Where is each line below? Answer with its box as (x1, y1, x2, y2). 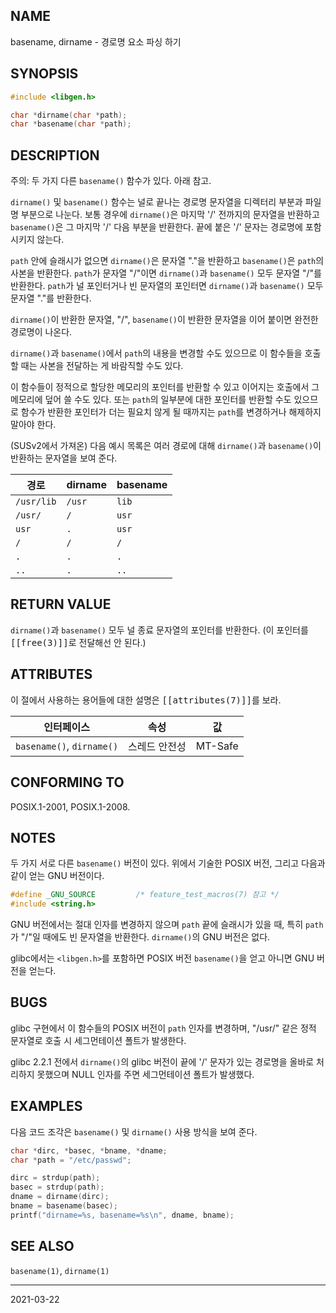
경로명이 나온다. (10, 326, 73, 338)
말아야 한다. (10, 419, 57, 431)
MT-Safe (195, 739, 239, 753)
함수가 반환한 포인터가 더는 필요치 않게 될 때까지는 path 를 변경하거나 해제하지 (20, 406, 322, 418)
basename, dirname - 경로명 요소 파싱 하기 (10, 35, 182, 48)
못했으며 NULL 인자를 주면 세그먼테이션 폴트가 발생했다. (36, 1068, 255, 1080)
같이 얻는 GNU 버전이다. (10, 870, 105, 882)
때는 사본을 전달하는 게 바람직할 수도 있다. (20, 360, 184, 372)
